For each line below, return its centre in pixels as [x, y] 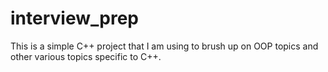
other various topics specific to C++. [86, 56]
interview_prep [74, 18]
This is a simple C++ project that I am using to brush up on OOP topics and [164, 46]
